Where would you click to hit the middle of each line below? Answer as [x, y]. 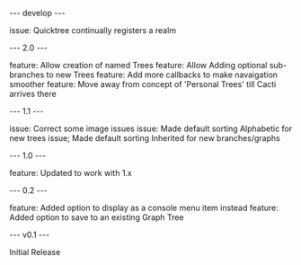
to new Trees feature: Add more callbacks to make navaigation [162, 75]
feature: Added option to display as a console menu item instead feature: [144, 208]
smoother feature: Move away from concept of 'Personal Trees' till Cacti [143, 84]
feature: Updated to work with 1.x [71, 173]
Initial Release [35, 252]
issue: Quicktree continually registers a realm [93, 30]
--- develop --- [37, 13]
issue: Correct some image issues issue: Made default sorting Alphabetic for [151, 128]
